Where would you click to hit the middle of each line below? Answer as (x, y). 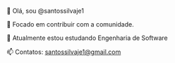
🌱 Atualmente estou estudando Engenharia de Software (87, 38)
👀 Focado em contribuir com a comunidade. (71, 24)
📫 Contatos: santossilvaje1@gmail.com (64, 52)
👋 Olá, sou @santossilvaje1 (45, 11)
